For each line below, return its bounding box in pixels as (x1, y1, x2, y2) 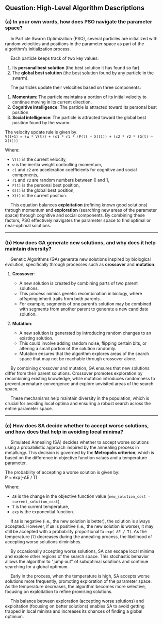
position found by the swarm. (12, 119, 71, 125)
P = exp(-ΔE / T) (5, 474, 38, 480)
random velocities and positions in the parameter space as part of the (5, 41, 145, 47)
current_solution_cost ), (12, 499, 61, 505)
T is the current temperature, (12, 504, 69, 509)
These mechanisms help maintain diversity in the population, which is (10, 395, 149, 401)
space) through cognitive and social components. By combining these (5, 212, 145, 218)
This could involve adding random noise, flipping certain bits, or (19, 340, 147, 346)
